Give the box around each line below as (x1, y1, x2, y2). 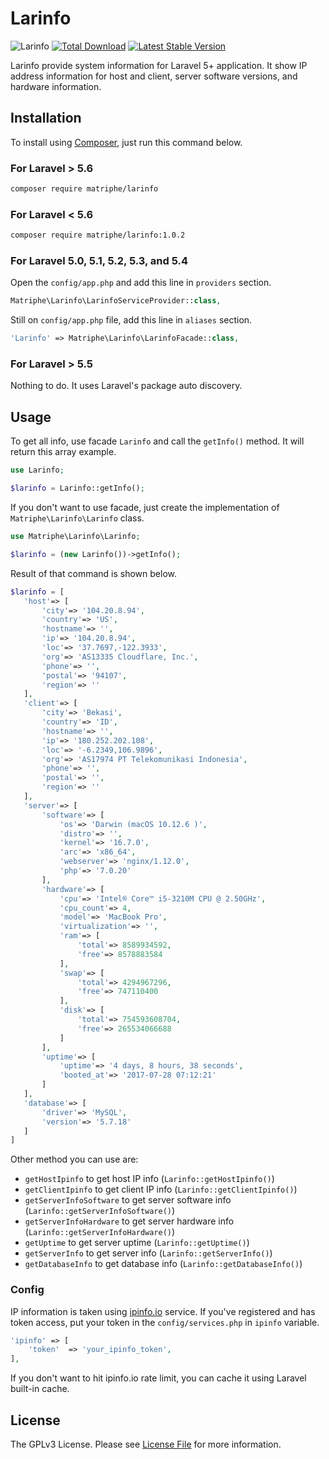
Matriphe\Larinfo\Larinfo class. (10, 512, 145, 524)
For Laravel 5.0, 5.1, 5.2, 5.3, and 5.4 (10, 254, 189, 268)
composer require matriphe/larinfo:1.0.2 (10, 230, 186, 241)
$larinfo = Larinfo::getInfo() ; (10, 483, 145, 494)
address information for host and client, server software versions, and (10, 70, 298, 82)
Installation (10, 110, 82, 127)
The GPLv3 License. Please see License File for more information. (10, 1438, 282, 1450)
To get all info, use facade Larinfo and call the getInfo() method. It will (10, 435, 305, 447)
